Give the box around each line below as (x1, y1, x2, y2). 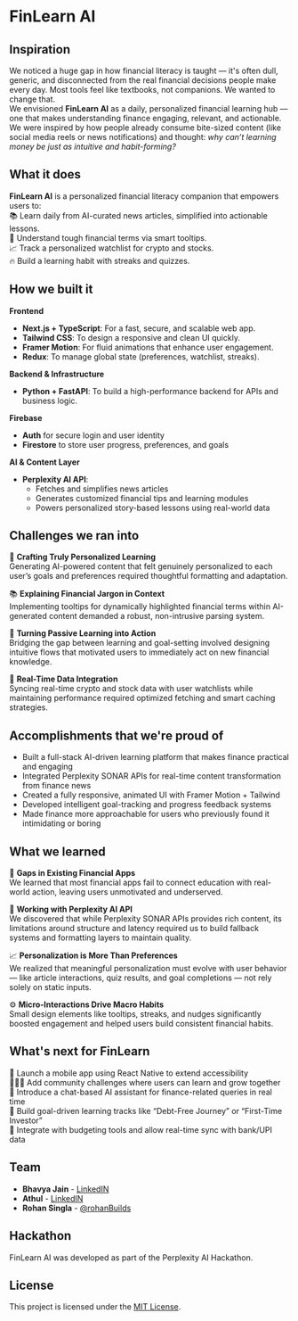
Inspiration (9, 42, 71, 57)
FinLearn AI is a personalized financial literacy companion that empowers (9, 190, 279, 202)
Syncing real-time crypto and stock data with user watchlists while (9, 683, 254, 694)
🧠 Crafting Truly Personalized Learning (9, 551, 157, 563)
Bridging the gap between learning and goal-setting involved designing (9, 638, 270, 648)
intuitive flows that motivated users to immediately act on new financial (9, 647, 270, 657)
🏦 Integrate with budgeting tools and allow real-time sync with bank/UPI (9, 1124, 273, 1135)
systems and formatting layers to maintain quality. (9, 932, 192, 943)
